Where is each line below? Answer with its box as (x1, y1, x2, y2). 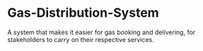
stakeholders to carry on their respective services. (7, 35, 154, 43)
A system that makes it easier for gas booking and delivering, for (7, 28, 196, 36)
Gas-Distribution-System (7, 5, 159, 21)
